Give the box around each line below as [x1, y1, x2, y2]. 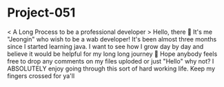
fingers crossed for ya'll [7, 71, 75, 80]
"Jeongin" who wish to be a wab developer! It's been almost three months [7, 35, 217, 43]
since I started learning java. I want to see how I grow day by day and [7, 42, 204, 50]
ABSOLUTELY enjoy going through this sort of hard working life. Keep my [7, 64, 216, 72]
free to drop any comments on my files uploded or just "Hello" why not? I [7, 57, 214, 65]
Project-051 [7, 5, 76, 21]
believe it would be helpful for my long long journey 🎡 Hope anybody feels [7, 50, 218, 58]
